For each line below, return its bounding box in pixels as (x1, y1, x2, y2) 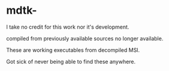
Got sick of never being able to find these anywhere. (6, 58, 136, 65)
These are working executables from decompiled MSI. (6, 46, 140, 54)
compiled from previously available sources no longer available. (6, 35, 164, 42)
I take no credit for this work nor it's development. (6, 23, 129, 30)
